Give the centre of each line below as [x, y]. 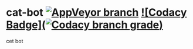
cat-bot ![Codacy [97, 13]
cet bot [15, 41]
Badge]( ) [84, 25]
